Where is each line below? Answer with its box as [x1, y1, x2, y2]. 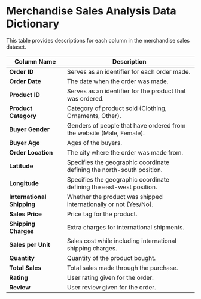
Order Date [9, 77, 41, 85]
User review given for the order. [66, 283, 157, 291]
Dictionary [6, 17, 60, 31]
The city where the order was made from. [66, 148, 184, 156]
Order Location [9, 148, 53, 156]
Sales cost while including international [66, 237, 176, 245]
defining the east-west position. [66, 183, 157, 191]
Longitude [9, 179, 39, 187]
